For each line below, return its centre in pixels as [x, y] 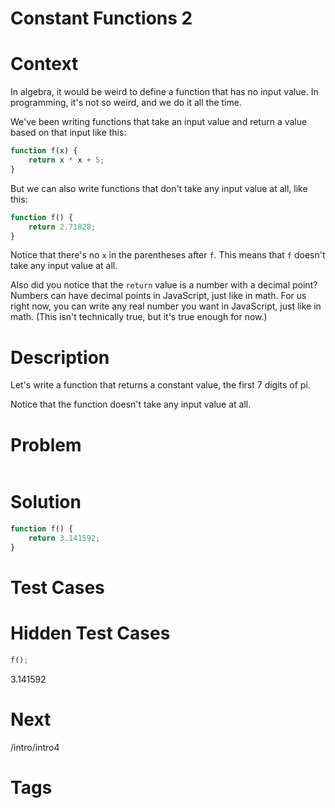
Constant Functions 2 [101, 18]
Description [60, 357]
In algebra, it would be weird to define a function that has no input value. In [164, 92]
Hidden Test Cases [90, 633]
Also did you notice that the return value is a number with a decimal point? [164, 285]
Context [44, 64]
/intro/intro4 [35, 747]
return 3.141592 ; [64, 538]
